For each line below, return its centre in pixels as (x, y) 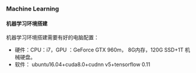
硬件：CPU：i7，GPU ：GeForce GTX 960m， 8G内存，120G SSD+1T (99, 50)
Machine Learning (33, 9)
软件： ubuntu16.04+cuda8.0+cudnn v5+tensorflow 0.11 (82, 65)
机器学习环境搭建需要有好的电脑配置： (52, 37)
